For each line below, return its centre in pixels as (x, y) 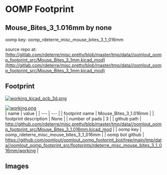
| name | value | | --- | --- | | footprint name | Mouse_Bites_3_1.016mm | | (79, 113)
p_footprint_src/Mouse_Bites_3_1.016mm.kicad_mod (58, 129)
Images (17, 166)
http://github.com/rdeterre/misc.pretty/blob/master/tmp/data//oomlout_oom (83, 124)
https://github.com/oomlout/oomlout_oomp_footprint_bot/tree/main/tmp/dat (83, 140)
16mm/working (21, 150)
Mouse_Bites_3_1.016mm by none (58, 28)
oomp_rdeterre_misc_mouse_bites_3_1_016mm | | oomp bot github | (75, 134)
